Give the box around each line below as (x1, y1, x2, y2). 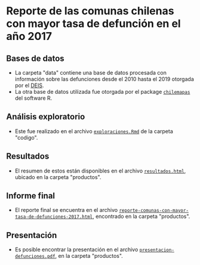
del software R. (14, 94, 53, 101)
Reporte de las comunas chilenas (6, 4, 174, 18)
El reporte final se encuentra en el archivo (14, 207, 118, 214)
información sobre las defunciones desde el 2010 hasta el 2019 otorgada (14, 76, 194, 82)
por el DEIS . (14, 82, 44, 89)
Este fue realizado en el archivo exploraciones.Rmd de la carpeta (14, 127, 173, 135)
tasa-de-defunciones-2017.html (14, 214, 93, 220)
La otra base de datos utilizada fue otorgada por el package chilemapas (14, 88, 190, 95)
